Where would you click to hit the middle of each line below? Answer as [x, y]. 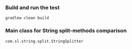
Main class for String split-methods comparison [66, 31]
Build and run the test [32, 8]
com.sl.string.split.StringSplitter [44, 41]
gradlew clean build [27, 18]
